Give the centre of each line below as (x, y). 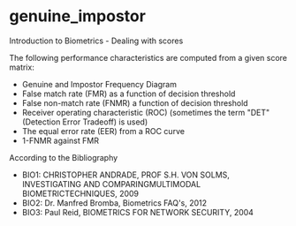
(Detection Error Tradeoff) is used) (85, 122)
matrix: (22, 67)
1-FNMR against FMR (61, 140)
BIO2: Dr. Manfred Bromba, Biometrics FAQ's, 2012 (114, 203)
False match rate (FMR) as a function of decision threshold (129, 94)
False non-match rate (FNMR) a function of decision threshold (135, 102)
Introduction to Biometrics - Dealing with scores (96, 41)
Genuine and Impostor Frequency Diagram (99, 84)
